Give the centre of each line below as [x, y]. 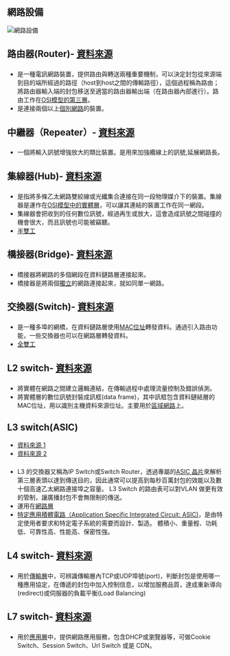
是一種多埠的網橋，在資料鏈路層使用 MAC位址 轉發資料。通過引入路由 [114, 327]
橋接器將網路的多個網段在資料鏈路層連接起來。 [83, 275]
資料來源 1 [31, 444]
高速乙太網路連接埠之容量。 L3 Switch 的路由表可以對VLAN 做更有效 [126, 489]
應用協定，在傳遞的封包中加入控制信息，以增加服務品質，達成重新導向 [122, 584]
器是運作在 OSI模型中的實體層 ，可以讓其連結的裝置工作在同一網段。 [112, 205]
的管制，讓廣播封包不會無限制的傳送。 [71, 497]
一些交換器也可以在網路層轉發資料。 [80, 336]
